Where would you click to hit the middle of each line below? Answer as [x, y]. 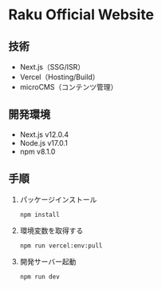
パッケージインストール [58, 199]
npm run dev [40, 277]
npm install [40, 215]
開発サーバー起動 [48, 261]
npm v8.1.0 [38, 151]
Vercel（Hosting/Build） [59, 77]
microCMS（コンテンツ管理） [69, 87]
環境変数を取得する [51, 231]
